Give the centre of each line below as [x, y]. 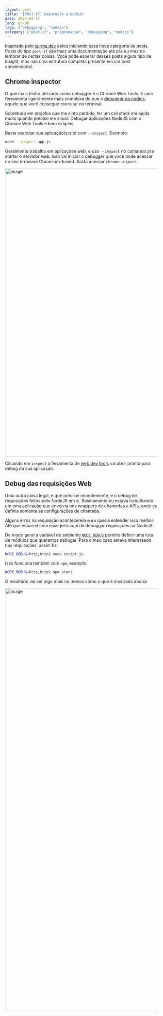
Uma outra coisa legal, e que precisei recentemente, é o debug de [71, 495]
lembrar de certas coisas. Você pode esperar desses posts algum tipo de [78, 56]
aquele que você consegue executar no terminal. [54, 104]
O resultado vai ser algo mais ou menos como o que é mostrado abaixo [76, 582]
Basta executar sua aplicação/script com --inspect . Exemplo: [67, 133]
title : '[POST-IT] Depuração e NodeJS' [45, 14]
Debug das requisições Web [49, 484]
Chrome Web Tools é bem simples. [40, 123]
